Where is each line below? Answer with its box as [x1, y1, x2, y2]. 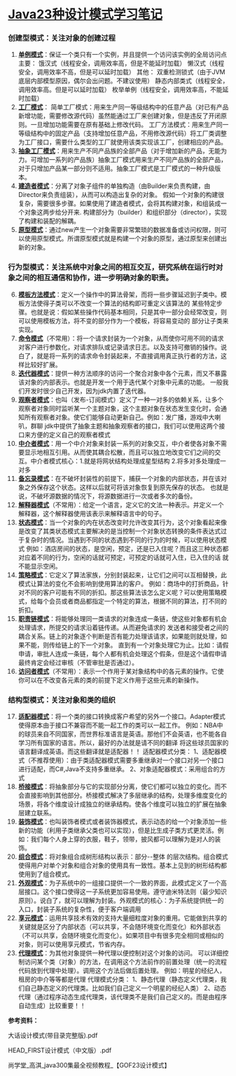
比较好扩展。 [24, 360, 62, 369]
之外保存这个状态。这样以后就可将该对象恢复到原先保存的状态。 [24, 483, 209, 491]
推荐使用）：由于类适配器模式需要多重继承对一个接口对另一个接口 [36, 756, 224, 765]
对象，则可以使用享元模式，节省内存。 [18, 940, 129, 948]
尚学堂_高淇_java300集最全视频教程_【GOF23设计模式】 [8, 1061, 171, 1070]
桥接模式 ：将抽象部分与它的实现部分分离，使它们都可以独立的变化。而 [18, 782, 221, 791]
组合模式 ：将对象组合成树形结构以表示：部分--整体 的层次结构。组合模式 [18, 852, 228, 861]
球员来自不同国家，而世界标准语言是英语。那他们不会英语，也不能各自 [24, 730, 227, 738]
